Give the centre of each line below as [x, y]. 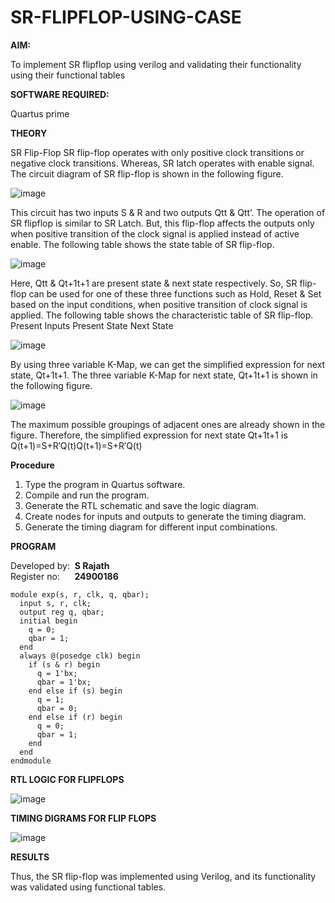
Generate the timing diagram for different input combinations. [151, 527]
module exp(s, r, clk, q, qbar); [80, 594]
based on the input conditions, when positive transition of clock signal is [159, 304]
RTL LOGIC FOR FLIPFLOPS [67, 779]
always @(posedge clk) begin [80, 656]
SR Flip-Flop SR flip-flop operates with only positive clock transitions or [157, 152]
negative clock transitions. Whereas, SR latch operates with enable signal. [162, 163]
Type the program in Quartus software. [105, 484]
